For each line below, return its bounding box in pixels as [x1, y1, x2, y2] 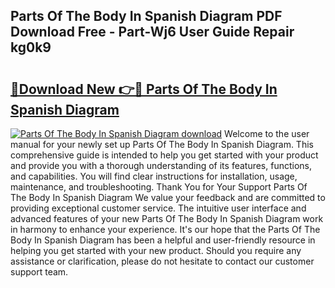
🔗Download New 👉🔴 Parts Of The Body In [10, 80, 278, 98]
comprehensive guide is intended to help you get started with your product [10, 149, 319, 161]
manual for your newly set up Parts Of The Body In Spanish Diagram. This [10, 139, 314, 150]
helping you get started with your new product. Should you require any [10, 245, 302, 256]
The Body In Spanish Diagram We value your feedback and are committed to [10, 192, 326, 203]
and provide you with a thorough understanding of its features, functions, [10, 160, 313, 171]
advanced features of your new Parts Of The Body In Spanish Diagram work [10, 213, 324, 224]
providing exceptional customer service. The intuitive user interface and [10, 202, 307, 214]
